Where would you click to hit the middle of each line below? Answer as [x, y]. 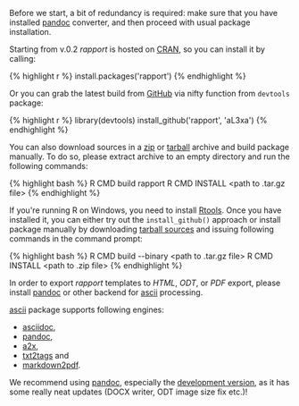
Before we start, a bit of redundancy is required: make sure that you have [144, 13]
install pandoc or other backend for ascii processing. [106, 292]
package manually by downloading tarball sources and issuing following [142, 229]
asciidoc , [39, 327]
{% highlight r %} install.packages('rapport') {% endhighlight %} [128, 76]
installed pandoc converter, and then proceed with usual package [130, 22]
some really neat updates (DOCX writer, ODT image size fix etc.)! [129, 392]
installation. [30, 32]
